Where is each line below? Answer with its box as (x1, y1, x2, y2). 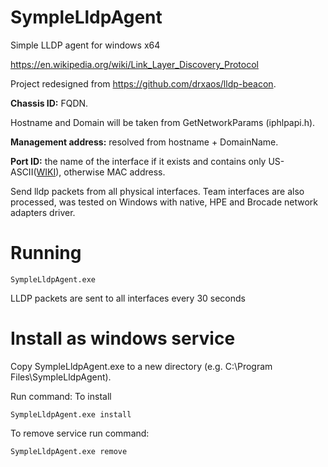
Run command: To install (10, 390, 112, 402)
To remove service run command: (10, 427, 150, 439)
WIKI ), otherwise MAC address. (36, 166, 166, 178)
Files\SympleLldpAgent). (10, 371, 112, 383)
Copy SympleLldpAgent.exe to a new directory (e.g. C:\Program (10, 360, 273, 372)
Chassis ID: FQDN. (10, 97, 89, 109)
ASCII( (10, 166, 37, 178)
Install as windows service (10, 327, 236, 350)
